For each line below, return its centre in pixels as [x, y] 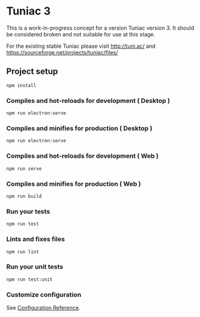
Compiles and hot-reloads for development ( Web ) [82, 156]
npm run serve [24, 168]
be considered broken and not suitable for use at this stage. [81, 34]
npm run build [24, 196]
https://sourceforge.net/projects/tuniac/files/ [62, 52]
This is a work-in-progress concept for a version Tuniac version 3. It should [100, 28]
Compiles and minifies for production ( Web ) [74, 184]
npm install [21, 85]
